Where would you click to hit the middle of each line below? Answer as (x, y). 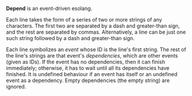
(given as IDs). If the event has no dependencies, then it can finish (85, 62)
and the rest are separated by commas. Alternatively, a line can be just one (96, 32)
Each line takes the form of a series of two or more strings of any (84, 19)
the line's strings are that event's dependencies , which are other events (92, 56)
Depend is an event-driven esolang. (49, 8)
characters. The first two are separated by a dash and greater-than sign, (93, 26)
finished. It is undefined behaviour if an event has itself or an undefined (92, 74)
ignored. (16, 86)
